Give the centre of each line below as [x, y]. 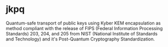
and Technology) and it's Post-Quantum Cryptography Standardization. [80, 39]
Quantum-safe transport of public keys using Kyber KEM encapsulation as [83, 23]
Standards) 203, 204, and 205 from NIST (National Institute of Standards [82, 33]
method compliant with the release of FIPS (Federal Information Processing [84, 28]
